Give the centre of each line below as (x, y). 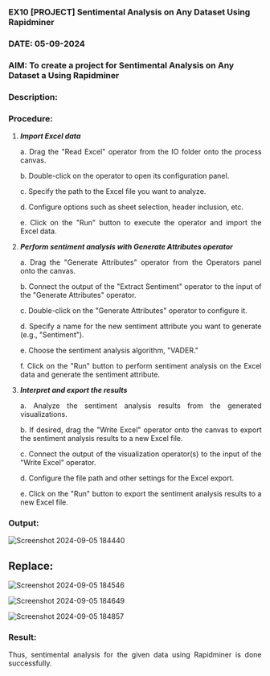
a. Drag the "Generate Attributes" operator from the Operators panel (141, 262)
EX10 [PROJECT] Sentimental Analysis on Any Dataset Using (129, 12)
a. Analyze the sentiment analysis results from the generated (141, 406)
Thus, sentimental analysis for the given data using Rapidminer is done (135, 655)
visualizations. (44, 414)
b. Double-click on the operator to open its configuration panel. (125, 175)
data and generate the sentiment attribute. (90, 374)
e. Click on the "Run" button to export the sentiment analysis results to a (141, 493)
